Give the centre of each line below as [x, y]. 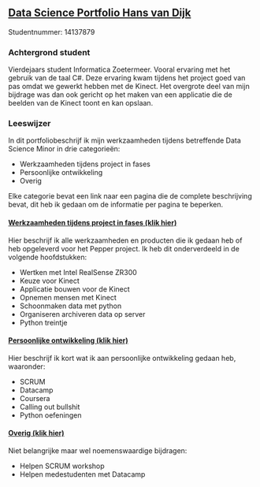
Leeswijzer [30, 124]
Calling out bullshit [50, 407]
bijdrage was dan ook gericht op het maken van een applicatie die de [120, 95]
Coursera [35, 398]
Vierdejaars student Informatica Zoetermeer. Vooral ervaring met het [119, 69]
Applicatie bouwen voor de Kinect [74, 289]
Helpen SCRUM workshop [62, 466]
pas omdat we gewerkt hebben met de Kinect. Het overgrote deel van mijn [129, 87]
